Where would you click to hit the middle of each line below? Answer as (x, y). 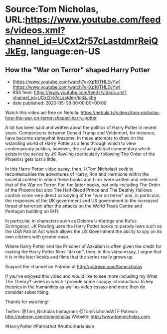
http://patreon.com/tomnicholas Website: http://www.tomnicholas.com (78, 317)
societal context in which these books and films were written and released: (82, 179)
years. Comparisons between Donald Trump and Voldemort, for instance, (80, 133)
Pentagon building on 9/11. (32, 211)
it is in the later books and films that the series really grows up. (70, 257)
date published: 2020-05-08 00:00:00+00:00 (60, 103)
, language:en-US (63, 52)
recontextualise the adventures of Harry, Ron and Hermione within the (77, 174)
